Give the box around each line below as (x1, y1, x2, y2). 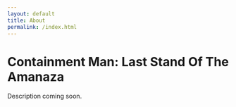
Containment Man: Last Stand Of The (7, 53, 229, 70)
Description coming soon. (7, 92, 82, 101)
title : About (7, 17, 46, 24)
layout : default (7, 10, 55, 18)
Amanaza (7, 68, 65, 84)
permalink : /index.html (7, 23, 77, 30)
